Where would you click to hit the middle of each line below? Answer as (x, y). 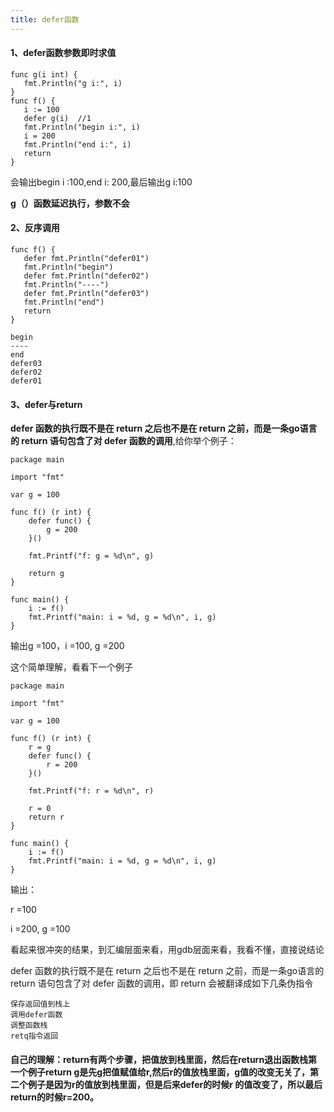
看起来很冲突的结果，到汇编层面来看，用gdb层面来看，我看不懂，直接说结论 (167, 950)
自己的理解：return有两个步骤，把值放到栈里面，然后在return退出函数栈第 (164, 1059)
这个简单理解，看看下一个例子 (71, 667)
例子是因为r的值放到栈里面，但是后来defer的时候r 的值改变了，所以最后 (175, 1084)
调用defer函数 (36, 1015)
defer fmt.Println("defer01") (86, 259)
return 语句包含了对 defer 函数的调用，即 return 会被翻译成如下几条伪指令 (162, 983)
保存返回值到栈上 (40, 1004)
